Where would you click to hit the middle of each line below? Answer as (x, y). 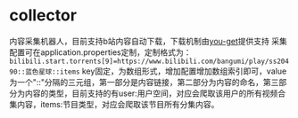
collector (43, 16)
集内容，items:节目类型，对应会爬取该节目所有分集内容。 (114, 104)
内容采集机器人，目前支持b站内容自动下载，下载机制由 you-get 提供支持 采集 (148, 41)
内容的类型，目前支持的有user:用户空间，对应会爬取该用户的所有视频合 (155, 93)
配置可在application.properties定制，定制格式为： (100, 52)
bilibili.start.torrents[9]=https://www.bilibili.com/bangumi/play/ (139, 61)
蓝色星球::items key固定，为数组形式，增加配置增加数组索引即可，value (156, 71)
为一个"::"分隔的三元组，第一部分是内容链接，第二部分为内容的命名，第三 (144, 82)
